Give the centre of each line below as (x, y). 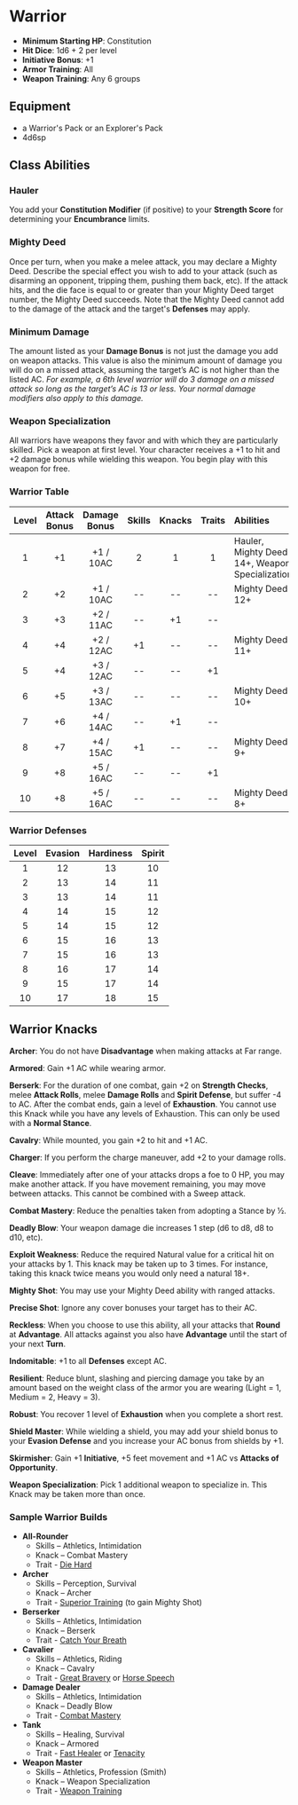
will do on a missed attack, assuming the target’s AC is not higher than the (144, 370)
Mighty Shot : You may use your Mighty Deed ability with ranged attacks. (142, 1290)
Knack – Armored (67, 1744)
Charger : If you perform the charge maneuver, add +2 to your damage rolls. (148, 1157)
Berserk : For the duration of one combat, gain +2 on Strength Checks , (139, 1085)
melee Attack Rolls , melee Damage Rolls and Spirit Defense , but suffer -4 (145, 1094)
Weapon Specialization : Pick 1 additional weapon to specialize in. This (138, 1485)
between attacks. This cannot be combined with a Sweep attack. (128, 1193)
